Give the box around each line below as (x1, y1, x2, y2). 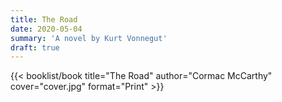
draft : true (10, 42, 60, 53)
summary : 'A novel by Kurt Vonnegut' (10, 33, 168, 43)
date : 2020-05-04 (10, 24, 83, 34)
